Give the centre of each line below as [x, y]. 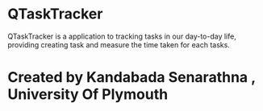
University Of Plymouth [88, 95]
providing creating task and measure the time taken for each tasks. [119, 44]
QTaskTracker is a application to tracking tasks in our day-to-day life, [122, 36]
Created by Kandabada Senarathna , [131, 78]
